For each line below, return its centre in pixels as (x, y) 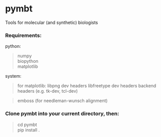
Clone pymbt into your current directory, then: (62, 114)
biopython (28, 61)
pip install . (28, 130)
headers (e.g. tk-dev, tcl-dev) (48, 91)
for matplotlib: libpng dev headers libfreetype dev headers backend (87, 86)
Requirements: (23, 35)
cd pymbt (27, 125)
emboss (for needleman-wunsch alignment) (63, 101)
